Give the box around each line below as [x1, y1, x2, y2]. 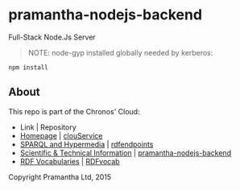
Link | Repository [19, 122, 77, 132]
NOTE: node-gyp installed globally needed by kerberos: [27, 47, 213, 57]
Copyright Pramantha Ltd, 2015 [8, 171, 112, 182]
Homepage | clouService [19, 130, 103, 140]
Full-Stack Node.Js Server [8, 32, 97, 42]
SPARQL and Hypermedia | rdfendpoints [19, 139, 154, 149]
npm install [8, 63, 48, 72]
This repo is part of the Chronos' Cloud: [8, 106, 140, 116]
